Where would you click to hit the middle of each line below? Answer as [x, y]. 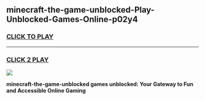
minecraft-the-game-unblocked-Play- [81, 10]
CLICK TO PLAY [30, 37]
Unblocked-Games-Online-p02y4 [72, 20]
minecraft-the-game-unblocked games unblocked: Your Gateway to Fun [100, 84]
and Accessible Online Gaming [46, 90]
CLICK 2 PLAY [27, 59]
